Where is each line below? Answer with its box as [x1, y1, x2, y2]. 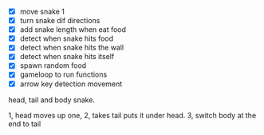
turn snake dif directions [19, 16, 100, 26]
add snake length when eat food [19, 25, 126, 34]
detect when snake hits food [19, 34, 114, 43]
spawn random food [19, 61, 87, 70]
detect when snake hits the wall [19, 43, 124, 53]
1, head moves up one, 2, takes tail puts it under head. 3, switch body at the [8, 110, 257, 120]
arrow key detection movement [19, 79, 123, 89]
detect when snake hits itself [19, 52, 115, 62]
